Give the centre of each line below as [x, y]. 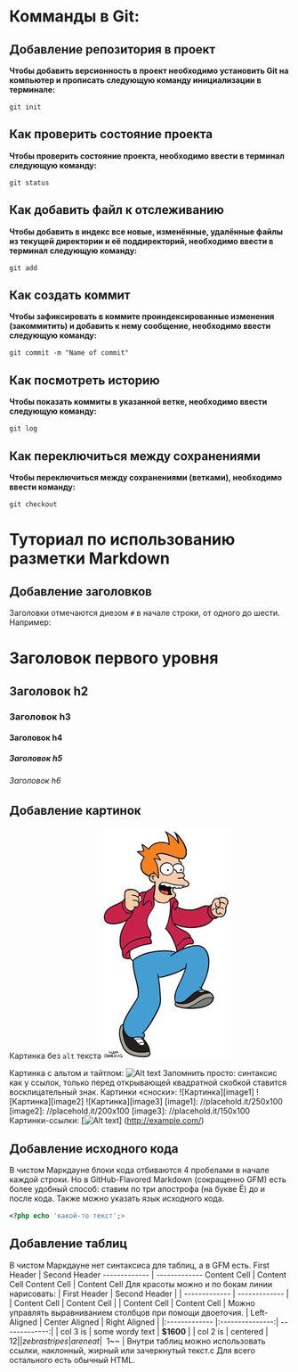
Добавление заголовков [81, 592]
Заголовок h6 [35, 781]
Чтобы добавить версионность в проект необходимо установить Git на [149, 70]
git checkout [33, 505]
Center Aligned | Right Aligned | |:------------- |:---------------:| [161, 1322]
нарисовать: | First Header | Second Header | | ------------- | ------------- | [149, 1294]
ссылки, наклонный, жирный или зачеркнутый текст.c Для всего [133, 1350]
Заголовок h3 [40, 717]
